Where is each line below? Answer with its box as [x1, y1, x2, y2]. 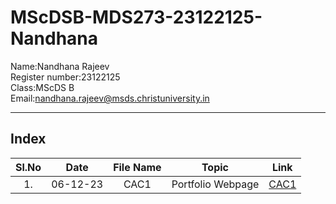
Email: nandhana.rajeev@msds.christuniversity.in [10, 92, 210, 104]
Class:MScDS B [10, 81, 75, 93]
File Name [113, 160, 162, 174]
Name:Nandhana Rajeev [10, 60, 110, 72]
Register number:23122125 [10, 71, 121, 83]
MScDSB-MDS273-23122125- [10, 6, 263, 29]
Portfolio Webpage [171, 177, 260, 191]
